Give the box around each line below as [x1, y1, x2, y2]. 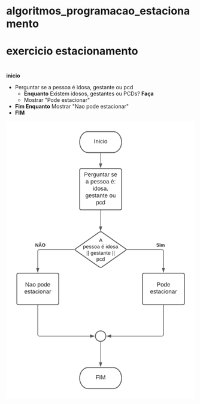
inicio [6, 72, 20, 79]
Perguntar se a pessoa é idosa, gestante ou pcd [14, 83, 134, 91]
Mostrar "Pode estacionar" [23, 96, 90, 103]
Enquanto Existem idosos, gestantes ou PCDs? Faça [23, 90, 154, 97]
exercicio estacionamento [6, 44, 138, 58]
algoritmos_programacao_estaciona [6, 4, 190, 18]
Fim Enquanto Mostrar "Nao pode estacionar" [14, 102, 129, 110]
